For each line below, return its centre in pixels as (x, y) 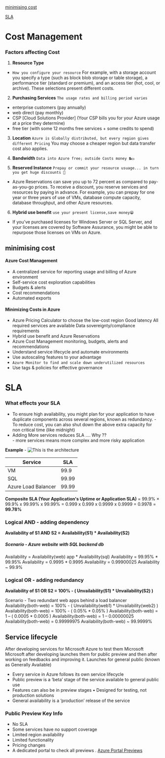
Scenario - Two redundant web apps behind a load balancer (66, 601)
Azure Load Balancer (32, 486)
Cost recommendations (36, 293)
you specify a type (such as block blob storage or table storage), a (80, 78)
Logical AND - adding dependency (47, 522)
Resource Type (28, 63)
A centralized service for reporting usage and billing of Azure (74, 272)
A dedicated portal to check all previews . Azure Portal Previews (77, 751)
